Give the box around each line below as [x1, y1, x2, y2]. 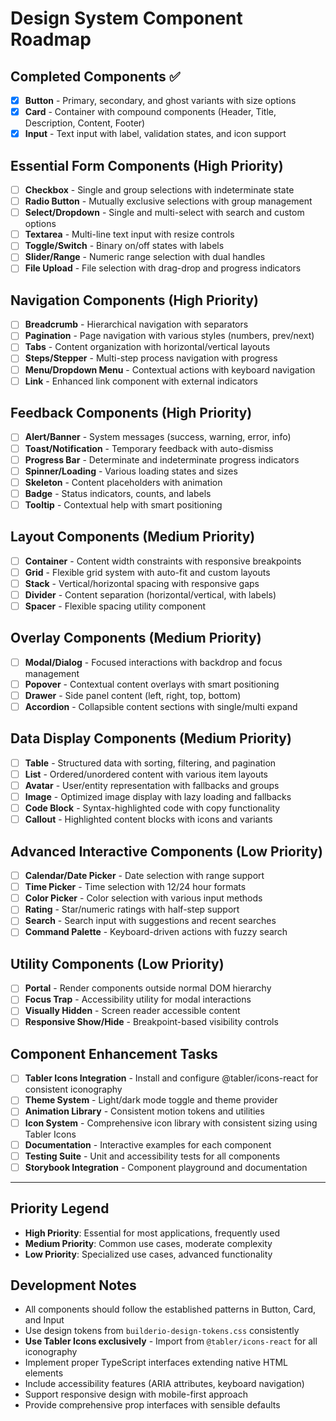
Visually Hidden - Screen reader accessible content [24, 1005, 241, 1017]
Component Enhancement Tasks [10, 1045, 218, 1062]
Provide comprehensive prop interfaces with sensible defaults [24, 1399, 281, 1411]
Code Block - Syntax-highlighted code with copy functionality [24, 802, 281, 814]
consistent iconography [24, 1083, 123, 1096]
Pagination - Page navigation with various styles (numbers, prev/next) [24, 330, 315, 342]
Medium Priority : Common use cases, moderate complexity [24, 1237, 273, 1249]
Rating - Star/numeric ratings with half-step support [24, 903, 240, 916]
